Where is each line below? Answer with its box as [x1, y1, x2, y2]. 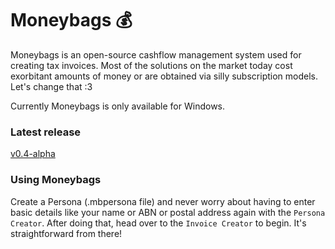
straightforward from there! [10, 227, 123, 239]
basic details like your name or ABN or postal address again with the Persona [10, 206, 326, 218]
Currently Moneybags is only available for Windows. [10, 100, 226, 112]
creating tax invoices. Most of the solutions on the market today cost [10, 59, 293, 71]
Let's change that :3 [10, 80, 93, 92]
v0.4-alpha [10, 148, 56, 160]
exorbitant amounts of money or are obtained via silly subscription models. [10, 70, 318, 82]
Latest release [10, 125, 82, 139]
